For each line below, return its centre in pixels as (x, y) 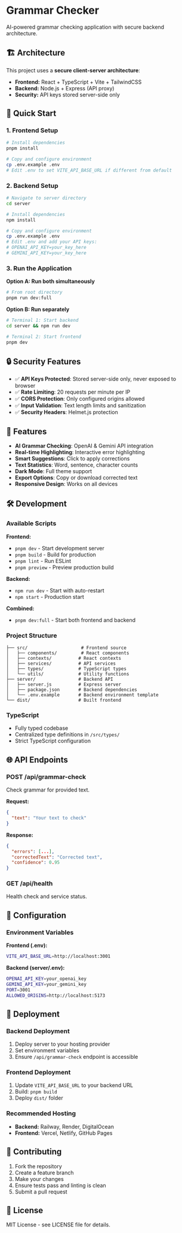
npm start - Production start (50, 596)
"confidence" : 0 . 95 (36, 863)
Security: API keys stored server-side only (67, 95)
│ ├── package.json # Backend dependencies (72, 690)
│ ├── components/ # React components (68, 653)
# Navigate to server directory (46, 198)
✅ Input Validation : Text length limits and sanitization (80, 406)
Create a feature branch (44, 1173)
